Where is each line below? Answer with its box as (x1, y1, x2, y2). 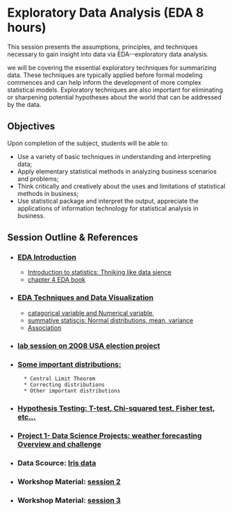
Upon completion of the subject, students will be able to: (7, 139, 169, 147)
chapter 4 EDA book (27, 276, 85, 284)
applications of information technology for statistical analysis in (17, 204, 199, 213)
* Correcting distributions (24, 381, 106, 388)
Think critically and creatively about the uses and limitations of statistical (17, 182, 226, 190)
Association (27, 323, 62, 331)
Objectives (7, 120, 56, 133)
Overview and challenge (17, 439, 102, 449)
